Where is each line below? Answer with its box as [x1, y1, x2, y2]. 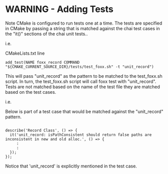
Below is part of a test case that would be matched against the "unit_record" [5, 108, 163, 114]
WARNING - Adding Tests [5, 4, 114, 15]
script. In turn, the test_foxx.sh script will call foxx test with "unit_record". [5, 78, 156, 84]
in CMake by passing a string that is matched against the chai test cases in [5, 25, 160, 31]
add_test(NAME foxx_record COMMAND [5, 60, 80, 65]
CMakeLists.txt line [5, 50, 45, 56]
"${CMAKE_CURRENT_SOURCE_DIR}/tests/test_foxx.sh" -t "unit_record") [5, 64, 154, 69]
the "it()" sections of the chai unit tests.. [5, 31, 88, 37]
